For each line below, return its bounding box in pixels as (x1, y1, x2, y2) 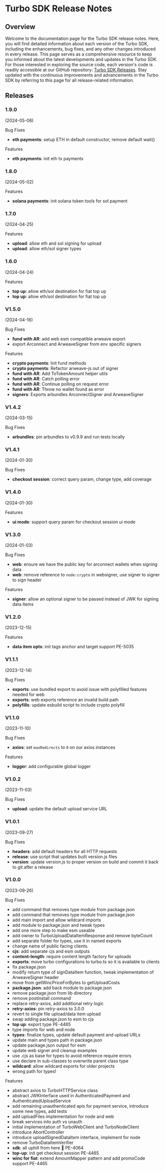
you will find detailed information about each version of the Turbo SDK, (5, 41, 149, 47)
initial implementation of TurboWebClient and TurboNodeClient (12, 1124, 139, 1130)
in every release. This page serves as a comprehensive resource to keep (5, 51, 152, 57)
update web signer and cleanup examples (12, 1047, 97, 1053)
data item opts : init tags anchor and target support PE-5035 (12, 644, 134, 650)
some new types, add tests (12, 1108, 67, 1114)
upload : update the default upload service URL (12, 806, 108, 812)
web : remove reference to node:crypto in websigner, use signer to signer (12, 572, 160, 578)
